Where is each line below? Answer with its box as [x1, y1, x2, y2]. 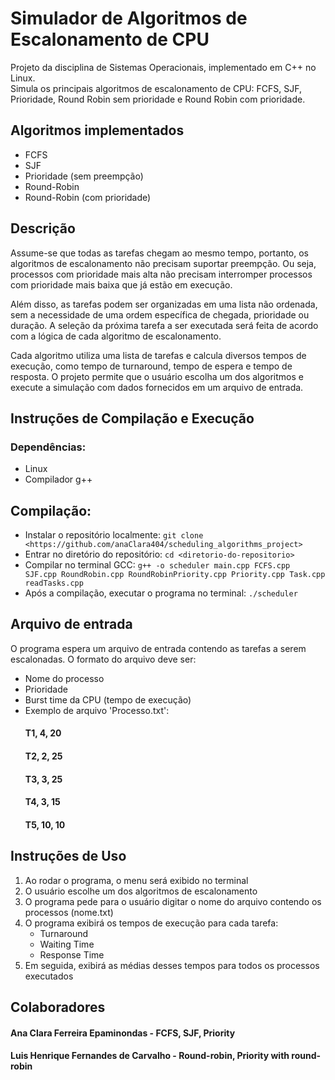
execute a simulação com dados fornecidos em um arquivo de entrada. [10, 381, 304, 393]
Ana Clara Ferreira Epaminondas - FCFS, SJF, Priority [10, 1027, 236, 1039]
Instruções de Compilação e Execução [10, 410, 255, 427]
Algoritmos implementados [10, 122, 185, 139]
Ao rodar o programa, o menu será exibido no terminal [24, 874, 249, 886]
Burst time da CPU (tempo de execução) [24, 693, 192, 706]
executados [24, 970, 74, 982]
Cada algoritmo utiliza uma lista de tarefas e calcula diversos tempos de [10, 349, 307, 361]
